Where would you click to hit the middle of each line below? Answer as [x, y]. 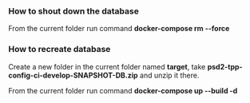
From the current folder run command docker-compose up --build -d [123, 90]
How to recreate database [60, 50]
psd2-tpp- [225, 66]
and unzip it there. [169, 75]
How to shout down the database [74, 11]
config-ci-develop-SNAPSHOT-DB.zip [73, 75]
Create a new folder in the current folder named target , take [107, 66]
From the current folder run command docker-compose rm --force [119, 29]
